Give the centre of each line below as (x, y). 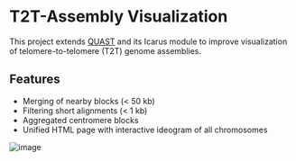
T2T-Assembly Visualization (119, 17)
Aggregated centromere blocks (80, 120)
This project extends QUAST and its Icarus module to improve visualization (148, 41)
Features (35, 80)
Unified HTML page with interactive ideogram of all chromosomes (145, 130)
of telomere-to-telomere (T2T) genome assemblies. (105, 50)
